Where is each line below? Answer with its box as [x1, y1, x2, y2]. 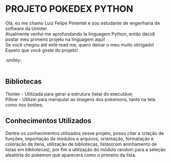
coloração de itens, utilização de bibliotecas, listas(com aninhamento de [5, 141, 157, 147]
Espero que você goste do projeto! [5, 47, 78, 53]
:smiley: [5, 57, 22, 63]
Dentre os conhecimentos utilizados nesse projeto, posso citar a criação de [5, 130, 164, 136]
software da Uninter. [5, 25, 48, 31]
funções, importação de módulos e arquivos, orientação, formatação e [5, 135, 154, 142]
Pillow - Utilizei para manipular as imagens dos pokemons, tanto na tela [5, 96, 156, 102]
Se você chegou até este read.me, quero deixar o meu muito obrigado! [5, 41, 154, 48]
